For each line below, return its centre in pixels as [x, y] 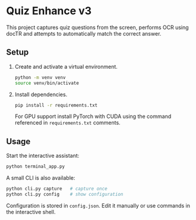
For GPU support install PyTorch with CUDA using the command [93, 116]
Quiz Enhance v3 [49, 11]
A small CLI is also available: [41, 178]
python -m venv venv [40, 77]
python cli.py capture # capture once [57, 189]
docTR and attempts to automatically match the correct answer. [84, 33]
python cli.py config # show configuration [65, 194]
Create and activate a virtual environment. [66, 66]
